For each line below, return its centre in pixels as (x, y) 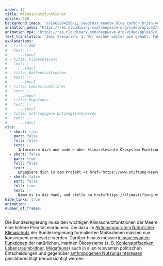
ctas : (10, 127)
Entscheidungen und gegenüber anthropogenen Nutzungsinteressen (74, 253)
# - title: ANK (20, 46)
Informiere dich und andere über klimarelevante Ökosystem (79, 150)
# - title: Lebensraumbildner (36, 86)
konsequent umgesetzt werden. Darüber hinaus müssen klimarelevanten (77, 238)
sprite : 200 (17, 18)
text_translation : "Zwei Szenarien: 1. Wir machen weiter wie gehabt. (78, 37)
